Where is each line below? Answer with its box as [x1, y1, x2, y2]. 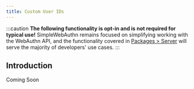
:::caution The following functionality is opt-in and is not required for [6, 25, 176, 32]
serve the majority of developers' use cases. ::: [6, 44, 120, 51]
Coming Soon [6, 76, 39, 83]
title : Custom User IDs [6, 8, 65, 15]
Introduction [6, 61, 53, 71]
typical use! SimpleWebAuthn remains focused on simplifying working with [6, 31, 188, 38]
